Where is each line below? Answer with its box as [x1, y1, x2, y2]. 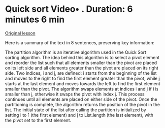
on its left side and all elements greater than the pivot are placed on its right [5, 65, 159, 71]
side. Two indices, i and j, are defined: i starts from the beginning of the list [5, 70, 157, 76]
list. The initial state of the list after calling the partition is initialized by [5, 107, 146, 113]
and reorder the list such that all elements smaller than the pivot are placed [5, 60, 157, 65]
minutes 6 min [5, 14, 65, 25]
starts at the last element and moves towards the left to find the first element [5, 80, 161, 87]
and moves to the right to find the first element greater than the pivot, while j [5, 75, 160, 81]
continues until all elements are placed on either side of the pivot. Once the [5, 96, 158, 102]
